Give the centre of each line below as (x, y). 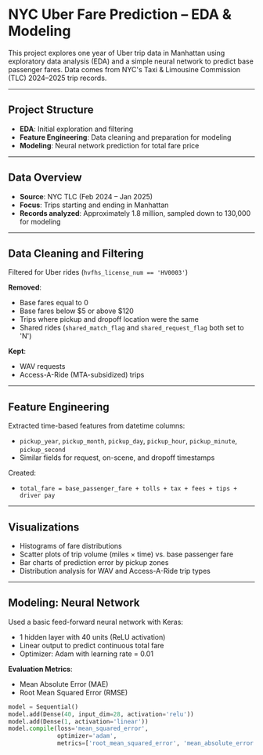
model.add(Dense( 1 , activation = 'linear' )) (78, 721)
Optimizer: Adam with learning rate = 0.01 (86, 654)
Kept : (17, 352)
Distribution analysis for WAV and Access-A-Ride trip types (115, 571)
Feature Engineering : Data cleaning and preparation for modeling (125, 137)
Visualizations (44, 527)
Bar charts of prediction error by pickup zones (94, 562)
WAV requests (42, 367)
